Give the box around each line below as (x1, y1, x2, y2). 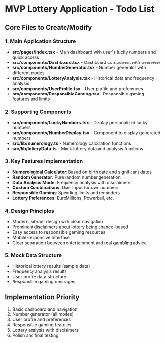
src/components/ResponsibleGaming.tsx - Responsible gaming (12, 91, 144, 96)
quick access (12, 54, 39, 60)
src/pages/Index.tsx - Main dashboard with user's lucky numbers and (12, 49, 156, 55)
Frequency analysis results (12, 268, 67, 274)
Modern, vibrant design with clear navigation (12, 218, 103, 224)
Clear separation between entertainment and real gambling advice (12, 240, 147, 246)
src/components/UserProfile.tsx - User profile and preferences (12, 85, 144, 92)
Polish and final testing (12, 332, 59, 338)
